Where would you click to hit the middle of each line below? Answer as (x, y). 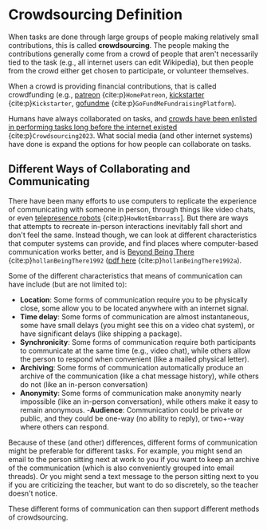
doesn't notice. (33, 493)
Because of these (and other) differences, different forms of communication (133, 442)
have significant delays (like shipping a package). (101, 334)
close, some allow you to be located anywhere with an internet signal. (134, 308)
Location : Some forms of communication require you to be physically (134, 299)
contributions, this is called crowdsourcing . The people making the (119, 45)
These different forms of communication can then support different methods (134, 508)
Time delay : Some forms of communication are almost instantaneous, (134, 316)
